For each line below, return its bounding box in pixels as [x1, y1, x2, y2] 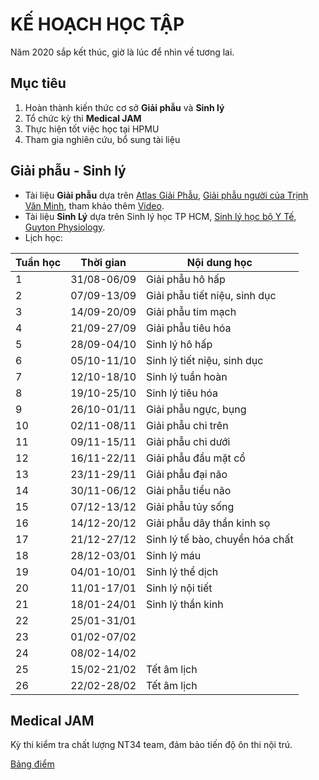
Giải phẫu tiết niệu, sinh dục [146, 288, 277, 302]
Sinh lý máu [146, 548, 202, 562]
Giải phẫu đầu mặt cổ [146, 451, 246, 465]
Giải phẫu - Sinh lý [10, 163, 127, 180]
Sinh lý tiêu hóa [146, 386, 219, 400]
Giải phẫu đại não [146, 467, 228, 481]
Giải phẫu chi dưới [146, 434, 231, 448]
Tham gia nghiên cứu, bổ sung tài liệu [24, 133, 181, 145]
